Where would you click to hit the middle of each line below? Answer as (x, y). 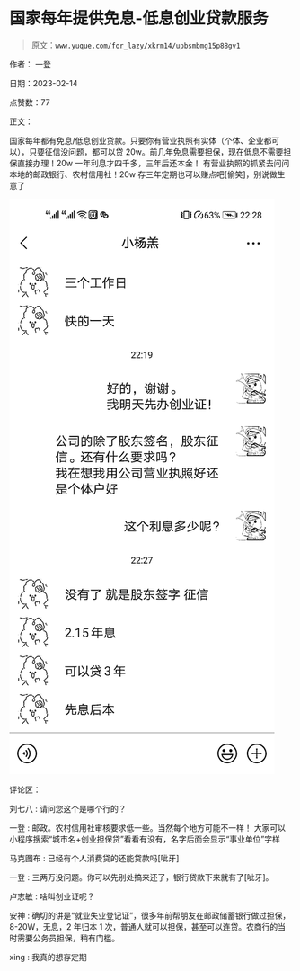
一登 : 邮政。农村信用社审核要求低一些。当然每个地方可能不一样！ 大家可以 (147, 827)
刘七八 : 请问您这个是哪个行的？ (68, 808)
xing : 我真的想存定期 (48, 957)
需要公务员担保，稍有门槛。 (68, 938)
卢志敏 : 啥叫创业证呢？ (52, 896)
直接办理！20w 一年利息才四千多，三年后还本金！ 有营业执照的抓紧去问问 (153, 163)
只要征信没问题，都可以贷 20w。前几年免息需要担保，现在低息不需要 (156, 151)
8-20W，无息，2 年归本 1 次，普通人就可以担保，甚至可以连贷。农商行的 (144, 926)
